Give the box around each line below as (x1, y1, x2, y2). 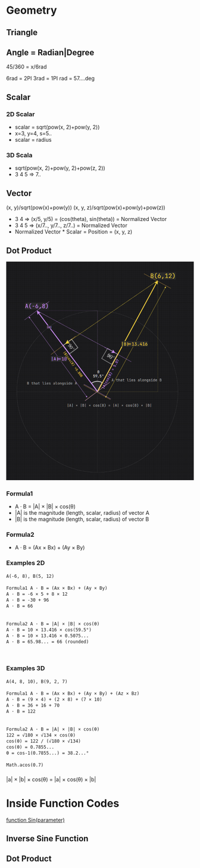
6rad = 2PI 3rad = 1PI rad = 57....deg (6, 75, 95, 82)
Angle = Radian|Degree (6, 47, 95, 57)
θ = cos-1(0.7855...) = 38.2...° (6, 750, 89, 756)
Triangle (6, 27, 37, 38)
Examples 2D (6, 559, 45, 567)
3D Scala (6, 151, 33, 159)
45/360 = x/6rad (6, 63, 47, 70)
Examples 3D (6, 664, 45, 673)
